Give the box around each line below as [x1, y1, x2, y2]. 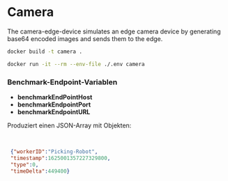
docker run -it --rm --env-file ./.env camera [7, 61, 145, 68]
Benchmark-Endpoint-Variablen [7, 77, 118, 87]
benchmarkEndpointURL [17, 107, 91, 116]
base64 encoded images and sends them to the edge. [7, 34, 163, 42]
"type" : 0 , [10, 161, 39, 168]
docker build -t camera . [7, 48, 82, 55]
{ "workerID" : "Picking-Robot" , [10, 148, 98, 155]
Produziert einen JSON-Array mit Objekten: [7, 121, 132, 129]
